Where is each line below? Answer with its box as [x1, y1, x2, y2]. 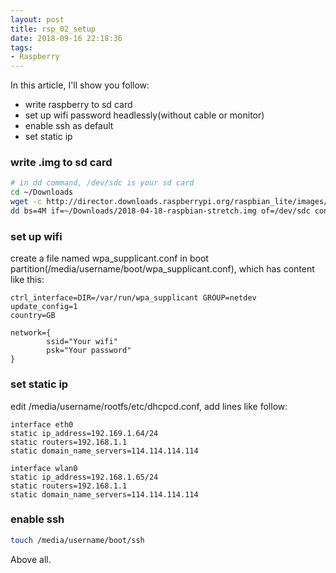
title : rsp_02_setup [10, 24, 97, 34]
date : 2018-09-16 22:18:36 [10, 33, 123, 43]
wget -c [10, 197, 43, 207]
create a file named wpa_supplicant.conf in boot [10, 252, 209, 265]
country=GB [10, 311, 56, 321]
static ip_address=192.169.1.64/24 [10, 428, 159, 438]
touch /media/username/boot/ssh [10, 535, 145, 545]
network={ [10, 328, 52, 338]
